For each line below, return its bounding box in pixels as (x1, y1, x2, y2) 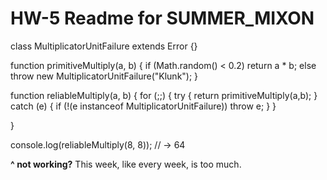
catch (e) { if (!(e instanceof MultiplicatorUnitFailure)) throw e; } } (10, 100, 277, 112)
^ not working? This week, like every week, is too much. (10, 158, 242, 170)
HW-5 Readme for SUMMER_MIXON (10, 7, 315, 30)
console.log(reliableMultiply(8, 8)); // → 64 (10, 138, 186, 151)
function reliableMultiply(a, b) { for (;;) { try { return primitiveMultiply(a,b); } (10, 89, 318, 101)
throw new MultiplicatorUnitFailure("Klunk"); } (10, 70, 199, 82)
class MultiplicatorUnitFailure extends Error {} (10, 40, 198, 52)
